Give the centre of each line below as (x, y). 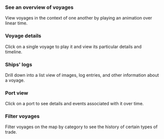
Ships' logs (19, 64)
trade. (11, 132)
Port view (17, 93)
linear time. (16, 23)
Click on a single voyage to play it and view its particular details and (73, 46)
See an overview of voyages (39, 7)
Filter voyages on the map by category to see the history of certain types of (81, 127)
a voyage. (15, 80)
